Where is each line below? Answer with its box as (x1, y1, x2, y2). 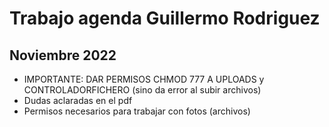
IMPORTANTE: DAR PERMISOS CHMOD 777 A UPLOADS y (23, 73, 265, 85)
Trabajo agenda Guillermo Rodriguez (9, 7, 321, 30)
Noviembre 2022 (9, 47, 117, 64)
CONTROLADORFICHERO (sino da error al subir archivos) (23, 84, 262, 96)
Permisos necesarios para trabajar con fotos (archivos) (23, 105, 251, 117)
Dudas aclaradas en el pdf (23, 95, 133, 106)
